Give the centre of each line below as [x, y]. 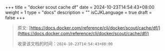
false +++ [15, 18]
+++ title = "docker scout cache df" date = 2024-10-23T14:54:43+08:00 [80, 7]
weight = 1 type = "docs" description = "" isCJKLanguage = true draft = [79, 12]
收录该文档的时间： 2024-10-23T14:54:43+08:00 [65, 44]
